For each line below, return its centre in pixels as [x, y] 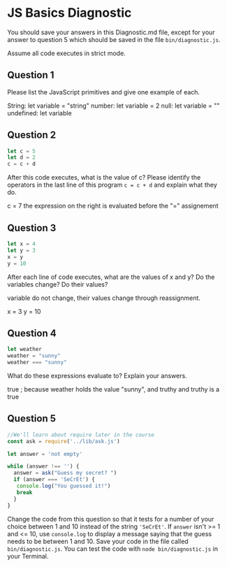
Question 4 [32, 333]
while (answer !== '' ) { [43, 466]
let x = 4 [22, 244]
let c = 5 [22, 151]
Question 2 [32, 135]
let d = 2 [22, 158]
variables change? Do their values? [58, 284]
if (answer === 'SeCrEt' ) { [54, 480]
